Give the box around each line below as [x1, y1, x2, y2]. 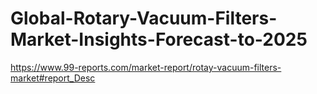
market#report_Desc [10, 72, 96, 84]
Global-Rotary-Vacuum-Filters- [10, 7, 278, 30]
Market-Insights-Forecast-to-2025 [10, 28, 308, 51]
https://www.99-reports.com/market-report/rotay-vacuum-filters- [10, 61, 282, 73]
